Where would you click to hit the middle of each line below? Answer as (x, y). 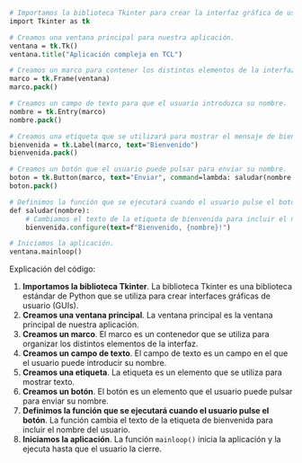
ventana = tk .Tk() (44, 46)
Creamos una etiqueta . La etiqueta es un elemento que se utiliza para (152, 372)
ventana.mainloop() (46, 252)
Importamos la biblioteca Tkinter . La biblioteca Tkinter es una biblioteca (157, 287)
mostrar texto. (48, 382)
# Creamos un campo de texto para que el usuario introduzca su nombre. (148, 103)
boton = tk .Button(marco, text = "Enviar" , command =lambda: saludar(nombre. (152, 178)
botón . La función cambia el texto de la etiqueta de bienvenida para (148, 420)
